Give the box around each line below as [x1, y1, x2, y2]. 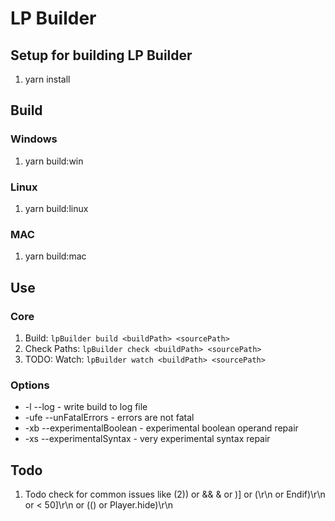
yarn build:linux [24, 202, 89, 214]
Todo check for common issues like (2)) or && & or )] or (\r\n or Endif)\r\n [24, 488, 326, 501]
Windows [10, 132, 58, 146]
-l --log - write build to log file [24, 401, 148, 413]
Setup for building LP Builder [10, 47, 193, 64]
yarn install [24, 73, 71, 85]
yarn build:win [24, 155, 84, 167]
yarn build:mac [24, 250, 87, 262]
